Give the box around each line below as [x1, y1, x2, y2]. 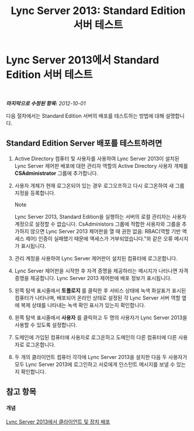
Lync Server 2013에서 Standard [6, 54, 160, 67]
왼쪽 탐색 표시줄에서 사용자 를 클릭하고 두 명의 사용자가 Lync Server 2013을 [14, 314, 188, 321]
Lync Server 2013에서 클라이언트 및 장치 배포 [6, 418, 110, 425]
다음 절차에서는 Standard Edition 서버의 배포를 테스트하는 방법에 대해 [6, 112, 165, 119]
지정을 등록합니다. [14, 189, 56, 196]
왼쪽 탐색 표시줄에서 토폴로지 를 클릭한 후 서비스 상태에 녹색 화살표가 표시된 [14, 287, 186, 294]
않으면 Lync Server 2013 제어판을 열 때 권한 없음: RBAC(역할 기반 [30, 227, 181, 235]
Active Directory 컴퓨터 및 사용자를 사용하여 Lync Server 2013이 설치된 [14, 155, 180, 162]
